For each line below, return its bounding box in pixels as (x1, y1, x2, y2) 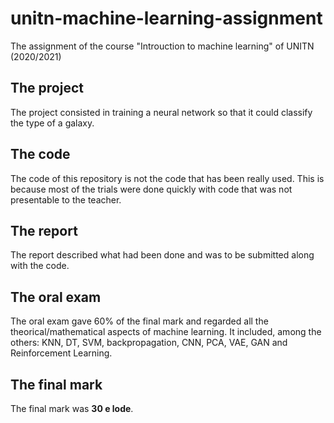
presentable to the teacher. (10, 193, 122, 206)
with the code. (10, 260, 70, 272)
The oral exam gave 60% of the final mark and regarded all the (10, 315, 269, 327)
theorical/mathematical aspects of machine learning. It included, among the (10, 326, 322, 338)
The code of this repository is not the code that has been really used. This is (10, 172, 325, 184)
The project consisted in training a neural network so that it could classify (10, 106, 313, 118)
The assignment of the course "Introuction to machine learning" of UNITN (10, 40, 315, 52)
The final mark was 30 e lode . (10, 403, 134, 414)
